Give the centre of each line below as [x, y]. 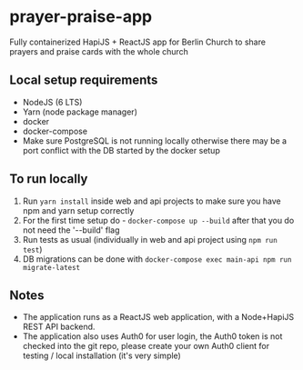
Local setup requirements [84, 80]
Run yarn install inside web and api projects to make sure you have [151, 201]
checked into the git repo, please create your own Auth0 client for [146, 346]
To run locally [49, 179]
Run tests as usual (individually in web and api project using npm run [150, 239]
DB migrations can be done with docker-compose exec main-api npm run [157, 259]
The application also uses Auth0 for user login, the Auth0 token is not [152, 336]
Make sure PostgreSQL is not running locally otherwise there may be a [155, 140]
